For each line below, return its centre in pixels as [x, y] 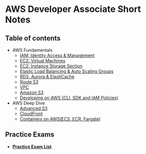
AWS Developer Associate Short [73, 9]
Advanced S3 [34, 108]
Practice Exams [30, 135]
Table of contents [33, 38]
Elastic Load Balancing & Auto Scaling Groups [67, 71]
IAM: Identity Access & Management [57, 55]
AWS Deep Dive [29, 103]
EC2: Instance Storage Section [51, 66]
